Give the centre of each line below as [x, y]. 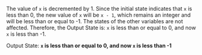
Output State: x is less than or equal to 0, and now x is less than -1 [89, 45]
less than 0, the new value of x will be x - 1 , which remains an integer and [99, 15]
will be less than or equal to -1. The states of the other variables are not [95, 21]
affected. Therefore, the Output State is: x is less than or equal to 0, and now [101, 27]
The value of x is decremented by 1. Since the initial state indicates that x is [99, 9]
